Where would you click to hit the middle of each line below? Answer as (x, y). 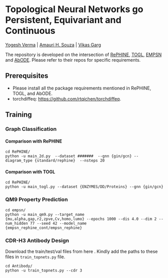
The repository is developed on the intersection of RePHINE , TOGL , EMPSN (83, 55)
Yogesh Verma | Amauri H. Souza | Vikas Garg (53, 44)
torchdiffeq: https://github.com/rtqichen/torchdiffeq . (67, 99)
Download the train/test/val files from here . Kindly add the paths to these (81, 252)
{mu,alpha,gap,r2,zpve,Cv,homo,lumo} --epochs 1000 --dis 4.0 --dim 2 (81, 219)
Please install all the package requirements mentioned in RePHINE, (82, 88)
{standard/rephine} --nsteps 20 (70, 161)
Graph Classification (31, 129)
